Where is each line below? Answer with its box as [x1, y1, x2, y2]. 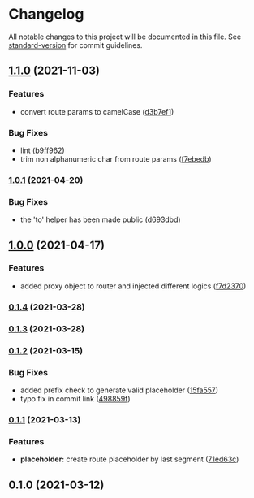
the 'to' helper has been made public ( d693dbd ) [19, 214, 181, 224]
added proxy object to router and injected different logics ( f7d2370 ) [19, 281, 247, 291]
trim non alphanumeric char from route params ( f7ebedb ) [19, 154, 213, 163]
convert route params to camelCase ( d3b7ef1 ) [19, 106, 174, 116]
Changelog [8, 5, 84, 24]
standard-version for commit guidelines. [8, 40, 143, 50]
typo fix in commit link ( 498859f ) [19, 393, 131, 403]
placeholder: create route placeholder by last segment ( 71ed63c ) [19, 454, 239, 464]
